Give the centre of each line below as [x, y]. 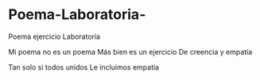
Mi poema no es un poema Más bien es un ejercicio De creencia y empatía [130, 51]
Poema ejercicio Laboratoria [54, 36]
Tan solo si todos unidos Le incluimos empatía [84, 67]
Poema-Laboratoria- [77, 15]
